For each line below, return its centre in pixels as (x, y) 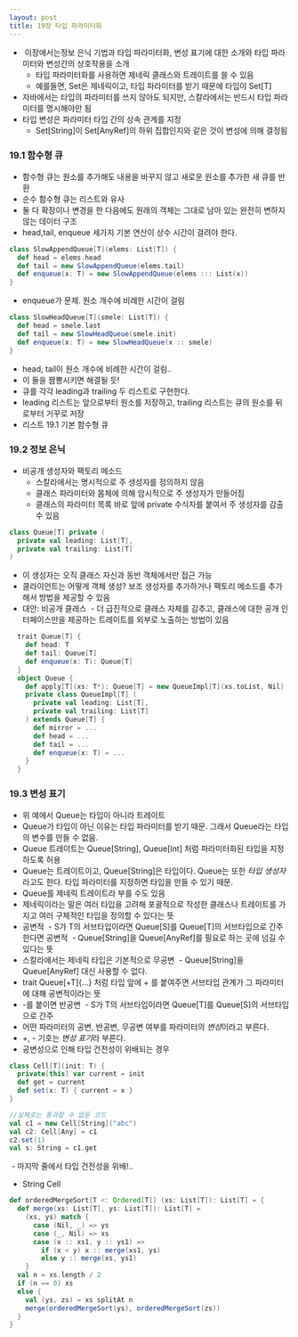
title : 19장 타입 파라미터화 (56, 26)
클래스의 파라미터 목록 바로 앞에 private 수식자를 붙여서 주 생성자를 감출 (160, 504)
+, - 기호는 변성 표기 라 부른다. (74, 1038)
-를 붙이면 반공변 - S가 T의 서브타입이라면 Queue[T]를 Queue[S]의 (140, 1005)
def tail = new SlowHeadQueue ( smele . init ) (97, 334)
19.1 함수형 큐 (36, 155)
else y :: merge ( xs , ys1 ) (89, 1259)
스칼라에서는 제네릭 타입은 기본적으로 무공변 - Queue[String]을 (133, 960)
